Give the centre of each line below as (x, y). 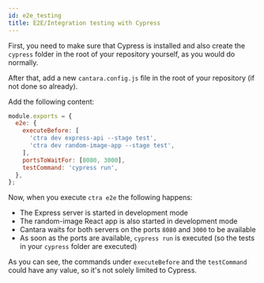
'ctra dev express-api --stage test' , (93, 138)
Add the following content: (51, 101)
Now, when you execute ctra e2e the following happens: (100, 197)
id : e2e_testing (35, 15)
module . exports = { (40, 116)
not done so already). (43, 86)
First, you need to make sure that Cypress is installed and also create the (127, 45)
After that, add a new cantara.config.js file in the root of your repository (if (132, 78)
